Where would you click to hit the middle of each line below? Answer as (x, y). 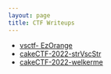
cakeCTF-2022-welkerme (61, 62)
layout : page (29, 15)
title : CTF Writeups (42, 23)
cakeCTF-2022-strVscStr (60, 54)
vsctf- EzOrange (46, 45)
